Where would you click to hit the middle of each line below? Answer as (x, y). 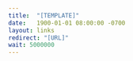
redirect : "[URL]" (38, 38)
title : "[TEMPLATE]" (44, 15)
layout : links (32, 30)
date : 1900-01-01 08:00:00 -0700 (67, 23)
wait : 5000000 (32, 45)
